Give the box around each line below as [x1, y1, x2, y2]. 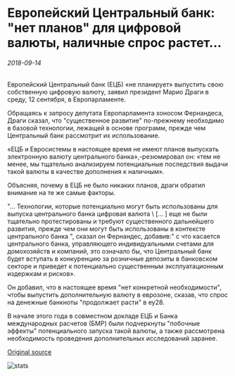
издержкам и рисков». [7, 270, 76, 278]
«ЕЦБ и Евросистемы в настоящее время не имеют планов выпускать [7, 145, 220, 153]
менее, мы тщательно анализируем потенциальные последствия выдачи [7, 160, 229, 168]
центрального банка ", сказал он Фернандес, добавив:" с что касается [7, 232, 220, 241]
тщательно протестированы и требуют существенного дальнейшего [7, 217, 215, 226]
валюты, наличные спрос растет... [7, 35, 222, 51]
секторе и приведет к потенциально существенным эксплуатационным [7, 262, 224, 270]
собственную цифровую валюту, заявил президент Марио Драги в [7, 88, 210, 96]
